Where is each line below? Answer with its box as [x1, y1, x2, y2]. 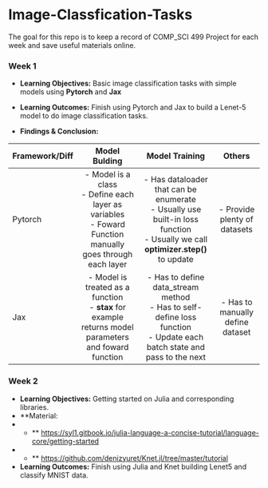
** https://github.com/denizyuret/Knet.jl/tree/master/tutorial [31, 453, 229, 462]
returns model [81, 322, 134, 333]
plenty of [219, 214, 254, 225]
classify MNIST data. [19, 470, 89, 480]
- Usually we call [144, 234, 208, 245]
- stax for [89, 302, 126, 313]
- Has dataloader [143, 174, 209, 185]
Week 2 [8, 375, 38, 387]
